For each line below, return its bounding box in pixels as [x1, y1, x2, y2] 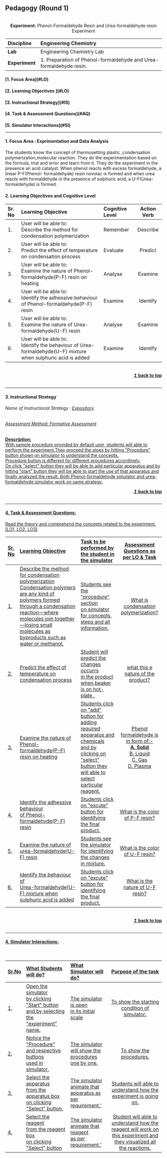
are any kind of [19, 590, 55, 597]
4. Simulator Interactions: [5, 939, 59, 945]
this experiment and [111, 1132, 159, 1139]
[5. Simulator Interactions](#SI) [5, 122, 71, 128]
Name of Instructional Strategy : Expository [5, 405, 94, 411]
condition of [121, 1005, 149, 1011]
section [80, 599, 98, 606]
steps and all [80, 618, 110, 625]
